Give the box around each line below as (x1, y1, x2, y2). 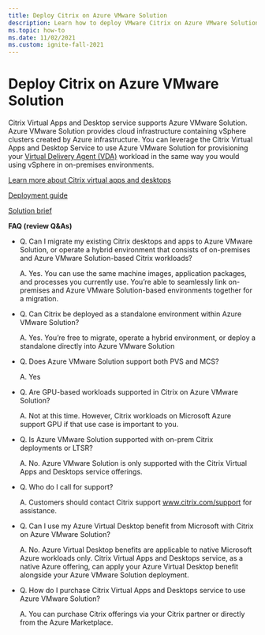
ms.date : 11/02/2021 (8, 33, 77, 42)
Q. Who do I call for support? (19, 482, 114, 492)
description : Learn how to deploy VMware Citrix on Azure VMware (8, 19, 227, 27)
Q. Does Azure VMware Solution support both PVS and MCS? (19, 357, 219, 366)
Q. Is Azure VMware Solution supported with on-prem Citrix (19, 435, 214, 444)
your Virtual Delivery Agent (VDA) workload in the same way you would (8, 152, 240, 161)
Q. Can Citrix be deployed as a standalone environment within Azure (19, 309, 242, 319)
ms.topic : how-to (8, 26, 65, 34)
